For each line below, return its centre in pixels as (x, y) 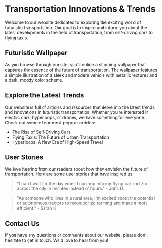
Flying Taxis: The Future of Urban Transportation (61, 137)
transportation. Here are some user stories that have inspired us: (69, 174)
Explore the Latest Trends (44, 95)
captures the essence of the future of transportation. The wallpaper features (81, 70)
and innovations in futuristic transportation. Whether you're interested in (77, 112)
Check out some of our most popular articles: (50, 123)
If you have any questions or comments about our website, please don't (76, 235)
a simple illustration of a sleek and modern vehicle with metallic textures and (81, 75)
